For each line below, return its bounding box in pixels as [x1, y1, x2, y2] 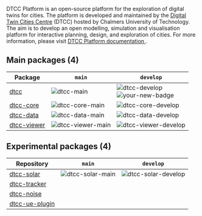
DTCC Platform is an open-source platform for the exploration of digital [6, 5, 184, 12]
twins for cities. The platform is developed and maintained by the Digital [6, 12, 187, 19]
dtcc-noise [9, 189, 42, 198]
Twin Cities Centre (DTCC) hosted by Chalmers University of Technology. [6, 18, 190, 25]
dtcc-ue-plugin [9, 199, 55, 207]
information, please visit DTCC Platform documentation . [6, 38, 148, 44]
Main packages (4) [6, 55, 79, 66]
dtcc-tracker [9, 179, 47, 188]
